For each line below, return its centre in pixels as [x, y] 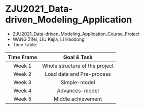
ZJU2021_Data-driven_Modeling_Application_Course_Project [76, 34]
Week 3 [23, 82]
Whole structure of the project [78, 66]
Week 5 [23, 99]
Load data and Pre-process [78, 74]
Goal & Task [78, 57]
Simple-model [78, 82]
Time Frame [23, 57]
